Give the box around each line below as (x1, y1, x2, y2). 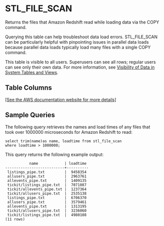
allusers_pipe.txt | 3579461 (7, 200, 87, 204)
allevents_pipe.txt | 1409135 (7, 178, 87, 183)
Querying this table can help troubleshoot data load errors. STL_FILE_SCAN (5, 34, 158, 40)
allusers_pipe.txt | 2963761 (7, 174, 87, 179)
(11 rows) (5, 217, 26, 222)
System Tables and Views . (5, 69, 58, 75)
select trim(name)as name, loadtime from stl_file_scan (5, 138, 122, 144)
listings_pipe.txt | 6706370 (7, 195, 87, 200)
